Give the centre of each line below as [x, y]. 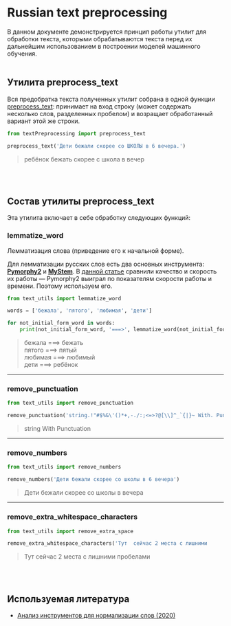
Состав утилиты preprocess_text [81, 201]
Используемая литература [68, 599]
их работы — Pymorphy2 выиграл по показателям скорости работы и [109, 278]
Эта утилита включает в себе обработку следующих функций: [99, 218]
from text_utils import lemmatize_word [64, 298]
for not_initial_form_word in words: [61, 323]
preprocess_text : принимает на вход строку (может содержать [99, 106]
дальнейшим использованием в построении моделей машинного [104, 46]
